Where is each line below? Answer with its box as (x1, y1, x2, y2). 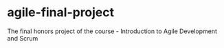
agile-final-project (7, 5, 115, 20)
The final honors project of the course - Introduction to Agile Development (7, 27, 218, 35)
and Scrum (7, 34, 38, 42)
